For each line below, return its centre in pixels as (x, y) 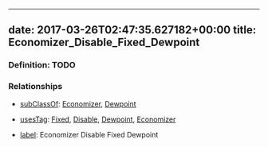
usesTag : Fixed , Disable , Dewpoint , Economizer (98, 119)
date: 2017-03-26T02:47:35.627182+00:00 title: (132, 30)
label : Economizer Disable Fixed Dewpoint (89, 134)
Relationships (35, 87)
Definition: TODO (42, 65)
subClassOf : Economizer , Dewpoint (78, 103)
